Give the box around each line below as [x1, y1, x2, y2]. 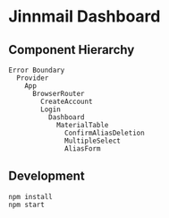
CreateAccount [40, 97, 93, 106]
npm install [8, 192, 53, 201]
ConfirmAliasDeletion [64, 128, 145, 137]
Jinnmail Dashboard [8, 6, 161, 27]
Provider [16, 74, 49, 83]
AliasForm [64, 144, 101, 153]
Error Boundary [8, 65, 65, 74]
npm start [8, 200, 46, 209]
